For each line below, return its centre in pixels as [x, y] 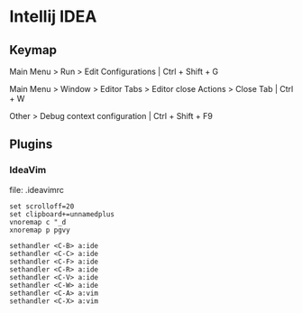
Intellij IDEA [53, 17]
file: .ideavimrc [37, 189]
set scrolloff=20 [42, 206]
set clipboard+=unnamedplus [62, 214]
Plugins [31, 145]
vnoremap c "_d [38, 222]
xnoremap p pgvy [40, 230]
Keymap [33, 50]
